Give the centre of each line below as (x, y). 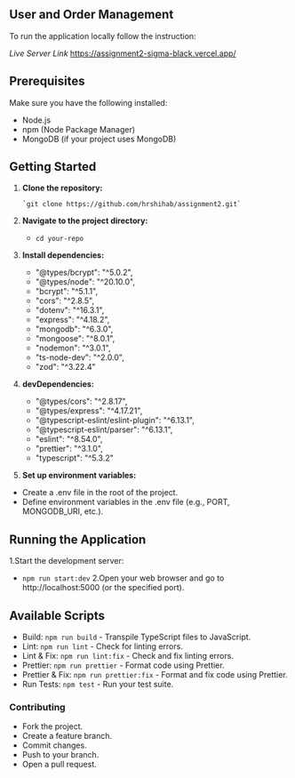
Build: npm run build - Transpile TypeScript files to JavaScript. (136, 637)
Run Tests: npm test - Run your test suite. (98, 685)
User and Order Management (92, 15)
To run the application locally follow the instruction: (103, 36)
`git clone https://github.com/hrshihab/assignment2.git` (132, 205)
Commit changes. (54, 745)
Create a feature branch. (67, 736)
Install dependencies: (63, 255)
